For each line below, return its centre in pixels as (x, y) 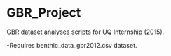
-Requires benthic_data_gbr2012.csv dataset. (72, 45)
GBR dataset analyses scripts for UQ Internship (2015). (85, 32)
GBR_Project (44, 13)
